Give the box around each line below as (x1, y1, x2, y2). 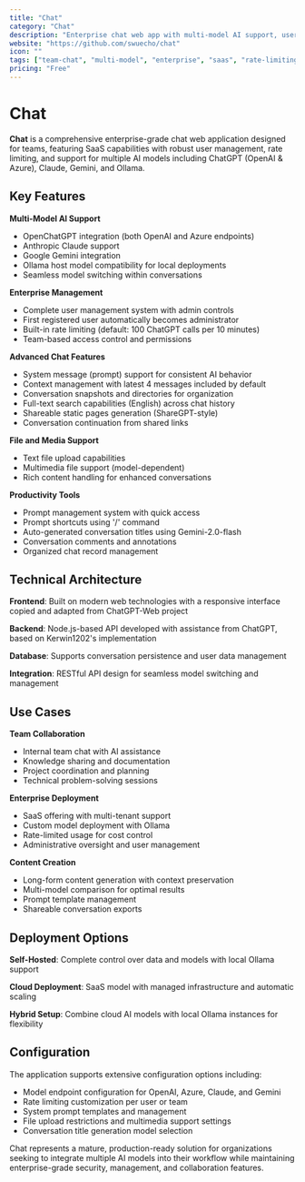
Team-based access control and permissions (22, 333, 192, 344)
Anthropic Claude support (22, 240, 120, 251)
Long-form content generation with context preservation (22, 874, 234, 885)
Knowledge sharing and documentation (22, 756, 171, 767)
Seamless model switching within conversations (22, 269, 202, 280)
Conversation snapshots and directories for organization (22, 388, 234, 399)
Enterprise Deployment (9, 793, 100, 803)
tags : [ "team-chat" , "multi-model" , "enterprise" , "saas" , (9, 56, 238, 65)
